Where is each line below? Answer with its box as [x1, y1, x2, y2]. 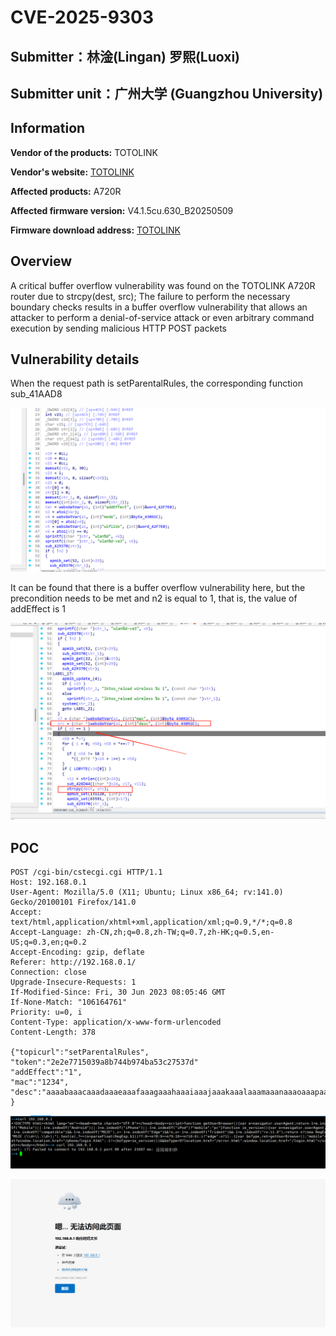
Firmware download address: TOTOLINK [10, 224, 181, 236]
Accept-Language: [10, 927, 83, 938]
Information [10, 120, 86, 137]
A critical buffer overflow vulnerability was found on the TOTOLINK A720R [10, 279, 316, 291]
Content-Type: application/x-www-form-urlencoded [10, 1017, 222, 1028]
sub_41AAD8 [10, 388, 63, 400]
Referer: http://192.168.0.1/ [10, 957, 137, 968]
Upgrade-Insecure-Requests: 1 [10, 977, 137, 988]
